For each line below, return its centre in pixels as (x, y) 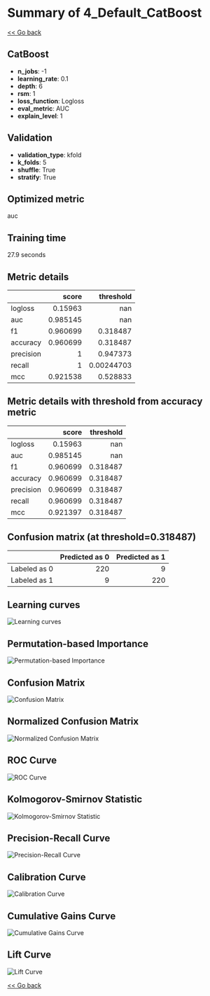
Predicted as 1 (141, 557)
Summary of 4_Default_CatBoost (105, 13)
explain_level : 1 (40, 116)
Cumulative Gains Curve (62, 916)
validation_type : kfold (49, 155)
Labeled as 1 (32, 580)
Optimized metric (46, 199)
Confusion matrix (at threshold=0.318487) (102, 537)
